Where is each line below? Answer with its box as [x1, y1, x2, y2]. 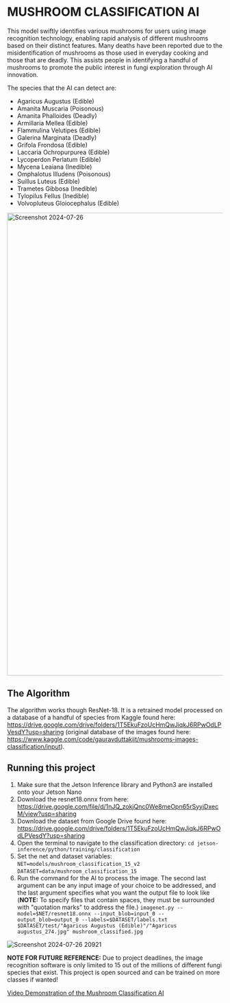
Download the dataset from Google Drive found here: [16, 817, 167, 825]
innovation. [7, 70, 39, 79]
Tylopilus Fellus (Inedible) [16, 191, 90, 200]
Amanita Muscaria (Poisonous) [16, 104, 104, 112]
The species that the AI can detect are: [7, 84, 117, 92]
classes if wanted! [7, 975, 58, 984]
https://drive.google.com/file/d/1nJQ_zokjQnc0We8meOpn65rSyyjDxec [16, 802, 219, 810]
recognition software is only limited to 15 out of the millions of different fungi [7, 960, 222, 969]
